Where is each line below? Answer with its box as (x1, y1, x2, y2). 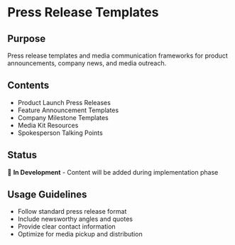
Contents (7, 80, 50, 92)
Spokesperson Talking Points (17, 129, 103, 137)
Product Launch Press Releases (17, 98, 111, 107)
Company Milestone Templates (17, 113, 109, 121)
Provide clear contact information (17, 222, 116, 231)
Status (7, 149, 38, 161)
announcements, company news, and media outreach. (7, 59, 167, 67)
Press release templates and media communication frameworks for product (7, 51, 229, 60)
